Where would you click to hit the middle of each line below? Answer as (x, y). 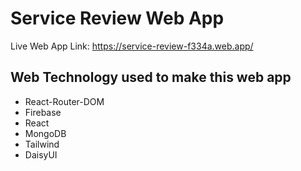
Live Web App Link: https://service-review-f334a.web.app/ (132, 46)
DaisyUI (41, 154)
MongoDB (45, 133)
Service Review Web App (117, 18)
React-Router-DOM (64, 101)
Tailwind (42, 144)
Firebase (43, 112)
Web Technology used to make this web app (151, 77)
